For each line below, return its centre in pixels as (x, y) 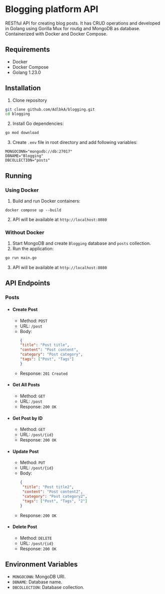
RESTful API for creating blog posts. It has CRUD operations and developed (83, 23)
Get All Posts (26, 385)
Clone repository (30, 100)
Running (19, 176)
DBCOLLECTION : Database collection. (48, 587)
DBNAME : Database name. (37, 582)
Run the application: (33, 249)
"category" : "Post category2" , (55, 497)
